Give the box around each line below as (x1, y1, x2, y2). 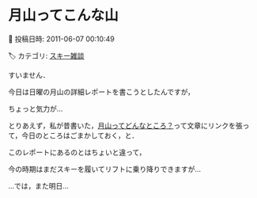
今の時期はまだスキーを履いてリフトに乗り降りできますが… (8, 164, 202, 173)
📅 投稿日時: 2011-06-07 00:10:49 (8, 34, 115, 44)
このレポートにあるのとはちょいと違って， (8, 147, 146, 157)
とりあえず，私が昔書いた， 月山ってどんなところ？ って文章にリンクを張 (8, 120, 243, 130)
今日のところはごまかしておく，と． (21, 131, 139, 140)
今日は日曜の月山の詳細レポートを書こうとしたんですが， (8, 87, 195, 97)
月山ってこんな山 (8, 6, 119, 25)
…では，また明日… (8, 181, 70, 190)
